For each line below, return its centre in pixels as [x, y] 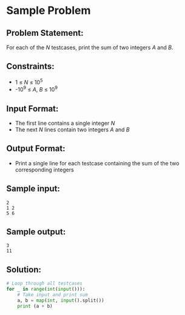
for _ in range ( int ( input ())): [46, 289]
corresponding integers [44, 170]
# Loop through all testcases [45, 283]
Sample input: [33, 189]
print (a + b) [35, 306]
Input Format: [32, 109]
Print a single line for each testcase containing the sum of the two [97, 163]
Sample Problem [49, 11]
